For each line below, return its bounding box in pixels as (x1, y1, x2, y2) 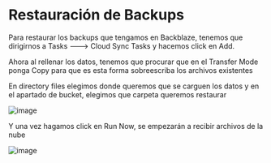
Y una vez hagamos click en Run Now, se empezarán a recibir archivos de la (8, 121, 264, 131)
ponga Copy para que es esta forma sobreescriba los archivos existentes (8, 65, 253, 75)
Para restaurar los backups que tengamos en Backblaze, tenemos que (8, 32, 243, 42)
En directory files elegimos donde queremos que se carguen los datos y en (8, 81, 260, 91)
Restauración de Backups (8, 6, 185, 24)
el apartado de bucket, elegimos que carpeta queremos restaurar (8, 89, 227, 99)
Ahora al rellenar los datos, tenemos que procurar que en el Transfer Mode (8, 57, 259, 66)
